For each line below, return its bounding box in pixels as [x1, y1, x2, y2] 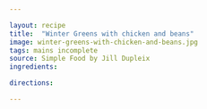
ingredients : [9, 63, 58, 71]
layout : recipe [9, 21, 66, 29]
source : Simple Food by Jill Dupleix [9, 54, 151, 63]
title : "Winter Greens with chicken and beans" [9, 29, 194, 38]
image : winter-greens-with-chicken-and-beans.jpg [9, 38, 199, 46]
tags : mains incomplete [9, 46, 99, 54]
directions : [9, 79, 54, 88]
